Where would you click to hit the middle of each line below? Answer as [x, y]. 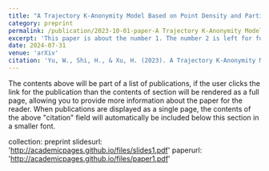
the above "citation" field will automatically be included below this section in [134, 117]
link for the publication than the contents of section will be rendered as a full [134, 92]
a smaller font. [32, 126]
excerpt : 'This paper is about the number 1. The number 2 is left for [130, 38]
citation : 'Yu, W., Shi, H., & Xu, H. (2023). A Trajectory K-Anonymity [132, 61]
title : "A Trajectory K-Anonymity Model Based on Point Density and [125, 16]
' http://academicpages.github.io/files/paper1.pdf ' [89, 158]
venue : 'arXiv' [34, 53]
